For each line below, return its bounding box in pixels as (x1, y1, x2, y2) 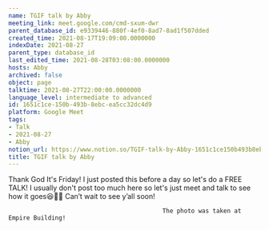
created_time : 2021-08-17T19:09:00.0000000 (8, 34, 156, 42)
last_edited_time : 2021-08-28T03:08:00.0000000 (8, 57, 171, 65)
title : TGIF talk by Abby (8, 153, 94, 161)
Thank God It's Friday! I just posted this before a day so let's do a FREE (8, 175, 243, 184)
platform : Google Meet (8, 109, 84, 117)
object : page (8, 78, 52, 86)
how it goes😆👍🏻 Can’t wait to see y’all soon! (8, 192, 156, 201)
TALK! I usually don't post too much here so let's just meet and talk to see (8, 183, 251, 192)
